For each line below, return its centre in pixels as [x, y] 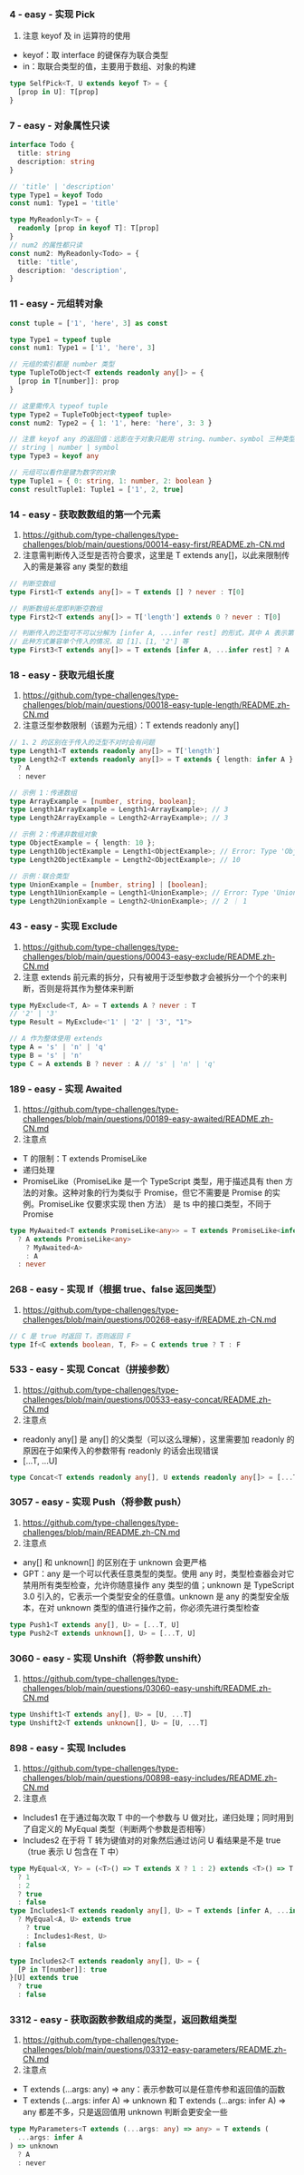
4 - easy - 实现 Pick [52, 14]
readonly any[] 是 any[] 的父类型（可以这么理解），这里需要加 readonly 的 [158, 1439]
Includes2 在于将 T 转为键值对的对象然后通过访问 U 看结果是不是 [143, 1840]
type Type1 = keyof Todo [56, 195]
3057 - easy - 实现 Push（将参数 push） [98, 1502]
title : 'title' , [48, 262]
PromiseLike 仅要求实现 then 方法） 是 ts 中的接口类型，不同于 [155, 1203]
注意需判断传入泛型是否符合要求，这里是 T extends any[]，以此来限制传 [156, 554]
